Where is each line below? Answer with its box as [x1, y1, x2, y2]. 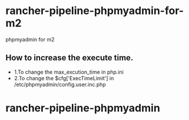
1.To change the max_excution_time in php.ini [14, 68, 124, 76]
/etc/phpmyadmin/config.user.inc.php [14, 81, 107, 88]
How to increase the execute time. [5, 53, 134, 63]
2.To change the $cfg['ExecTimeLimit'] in [14, 74, 114, 81]
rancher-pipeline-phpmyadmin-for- [5, 4, 184, 18]
